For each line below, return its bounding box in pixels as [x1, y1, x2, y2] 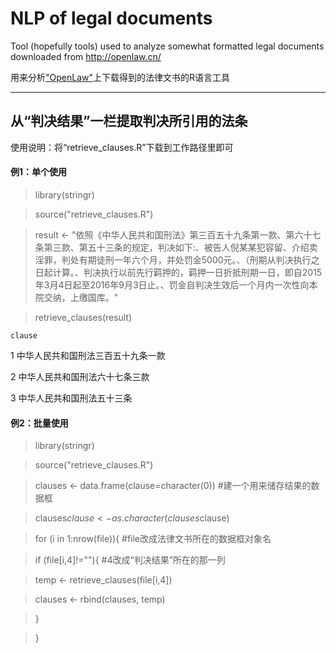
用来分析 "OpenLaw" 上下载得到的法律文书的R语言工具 [10, 71, 231, 83]
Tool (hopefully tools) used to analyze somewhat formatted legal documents [10, 40, 325, 52]
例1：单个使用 [10, 166, 68, 178]
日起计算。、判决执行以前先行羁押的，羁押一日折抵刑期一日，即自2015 [34, 266, 323, 278]
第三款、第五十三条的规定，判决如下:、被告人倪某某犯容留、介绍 [43, 241, 310, 253]
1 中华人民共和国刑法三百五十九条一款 [10, 349, 166, 361]
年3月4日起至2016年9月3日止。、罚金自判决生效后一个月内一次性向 [34, 278, 310, 291]
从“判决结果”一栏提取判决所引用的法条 [10, 113, 248, 130]
